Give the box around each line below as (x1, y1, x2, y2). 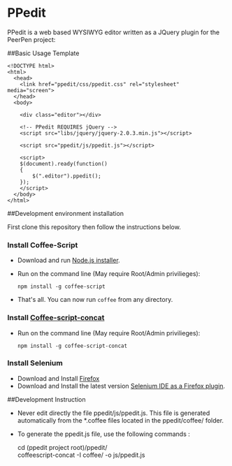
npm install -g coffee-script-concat (17, 342, 128, 349)
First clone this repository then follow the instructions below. (7, 222, 182, 231)
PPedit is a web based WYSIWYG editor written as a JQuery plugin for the (7, 28, 220, 36)
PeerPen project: (7, 35, 56, 43)
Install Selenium (7, 358, 63, 368)
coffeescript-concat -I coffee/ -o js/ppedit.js (17, 451, 145, 459)
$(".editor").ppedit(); (32, 173, 101, 180)
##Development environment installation (7, 209, 124, 217)
